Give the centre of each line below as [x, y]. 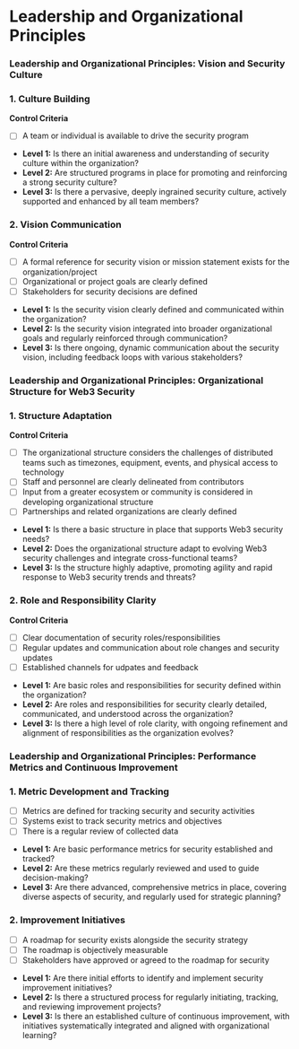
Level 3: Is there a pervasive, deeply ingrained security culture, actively [154, 192]
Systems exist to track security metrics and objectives [122, 821]
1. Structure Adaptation [61, 415]
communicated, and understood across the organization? [128, 713]
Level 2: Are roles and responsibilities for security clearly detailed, [145, 704]
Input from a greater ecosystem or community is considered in [137, 492]
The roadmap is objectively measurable [95, 949]
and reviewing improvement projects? [92, 1006]
